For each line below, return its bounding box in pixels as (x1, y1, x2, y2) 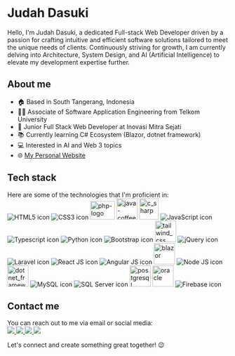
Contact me (7, 300, 60, 312)
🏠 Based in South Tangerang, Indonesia (17, 97, 135, 106)
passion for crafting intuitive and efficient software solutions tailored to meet (7, 35, 228, 44)
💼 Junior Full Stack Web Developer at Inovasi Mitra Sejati (17, 122, 182, 131)
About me (7, 79, 51, 91)
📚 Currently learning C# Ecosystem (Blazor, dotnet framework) (17, 130, 201, 138)
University (17, 114, 48, 124)
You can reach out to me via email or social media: (7, 319, 153, 327)
